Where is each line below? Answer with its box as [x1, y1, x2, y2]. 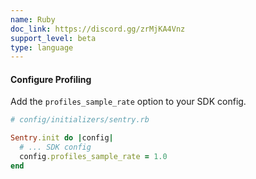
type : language [10, 42, 74, 53]
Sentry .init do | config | [10, 133, 114, 143]
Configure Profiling [10, 73, 92, 85]
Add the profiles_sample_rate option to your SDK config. [10, 96, 247, 108]
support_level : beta [10, 33, 97, 43]
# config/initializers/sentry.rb [10, 115, 150, 125]
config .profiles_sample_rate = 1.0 [19, 152, 168, 162]
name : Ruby [10, 14, 56, 25]
